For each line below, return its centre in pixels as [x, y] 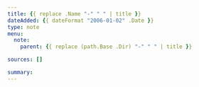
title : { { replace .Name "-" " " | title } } [74, 14]
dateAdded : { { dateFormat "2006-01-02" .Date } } [81, 21]
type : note [23, 27]
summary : [20, 72]
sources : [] [25, 60]
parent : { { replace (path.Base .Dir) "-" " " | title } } [106, 47]
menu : [15, 34]
